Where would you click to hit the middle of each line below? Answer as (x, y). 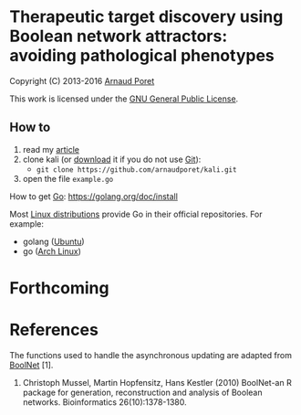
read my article (51, 149)
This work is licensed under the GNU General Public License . (124, 99)
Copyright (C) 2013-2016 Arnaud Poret (82, 80)
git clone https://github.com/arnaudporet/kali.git (136, 170)
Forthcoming (59, 287)
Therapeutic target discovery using (146, 17)
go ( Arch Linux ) (52, 251)
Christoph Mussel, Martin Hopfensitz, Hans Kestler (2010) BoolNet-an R (157, 382)
